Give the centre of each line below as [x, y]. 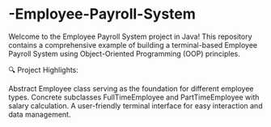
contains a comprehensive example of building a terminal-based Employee [133, 44]
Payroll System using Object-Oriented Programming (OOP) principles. [125, 53]
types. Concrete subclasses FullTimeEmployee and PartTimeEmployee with [134, 97]
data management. [40, 114]
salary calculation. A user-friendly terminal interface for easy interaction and [135, 105]
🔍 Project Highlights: [44, 70]
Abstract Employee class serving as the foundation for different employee [131, 88]
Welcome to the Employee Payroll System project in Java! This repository [130, 36]
